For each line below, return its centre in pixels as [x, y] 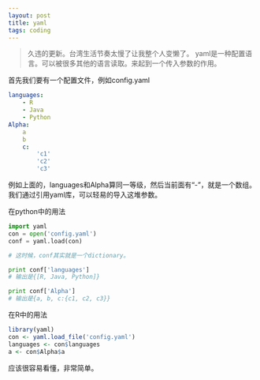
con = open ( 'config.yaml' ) [52, 234]
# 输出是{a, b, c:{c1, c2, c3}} [59, 299]
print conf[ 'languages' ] [49, 269]
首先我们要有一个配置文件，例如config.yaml [79, 81]
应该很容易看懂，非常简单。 [53, 367]
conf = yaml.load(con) [45, 241]
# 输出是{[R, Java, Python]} [54, 277]
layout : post [30, 15]
